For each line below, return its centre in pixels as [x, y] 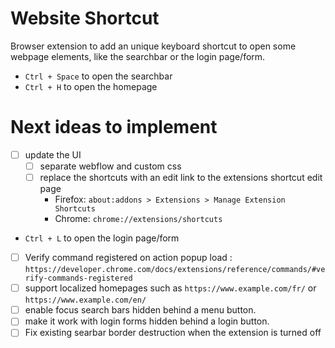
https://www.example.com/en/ [85, 300]
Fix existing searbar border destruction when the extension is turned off [173, 333]
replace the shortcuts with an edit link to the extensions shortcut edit [181, 177]
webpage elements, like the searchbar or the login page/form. [138, 56]
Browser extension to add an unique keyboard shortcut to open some [153, 46]
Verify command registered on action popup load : [128, 258]
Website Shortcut [85, 18]
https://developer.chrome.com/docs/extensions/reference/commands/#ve [175, 270]
